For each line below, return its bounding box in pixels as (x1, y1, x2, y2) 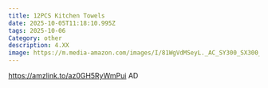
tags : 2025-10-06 (8, 26, 66, 34)
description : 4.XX (8, 42, 69, 50)
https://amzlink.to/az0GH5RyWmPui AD (8, 71, 139, 80)
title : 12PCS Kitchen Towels (8, 11, 105, 20)
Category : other (8, 34, 62, 42)
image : (8, 49, 30, 57)
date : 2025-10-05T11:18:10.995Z (8, 19, 116, 27)
